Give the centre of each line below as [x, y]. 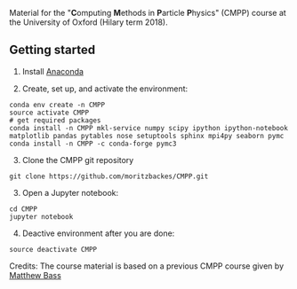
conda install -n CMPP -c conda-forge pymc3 [93, 144]
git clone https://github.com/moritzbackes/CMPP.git [109, 176]
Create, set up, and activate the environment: [105, 89]
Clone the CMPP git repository [78, 160]
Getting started [52, 50]
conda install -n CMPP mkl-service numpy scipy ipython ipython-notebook [149, 128]
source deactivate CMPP [53, 249]
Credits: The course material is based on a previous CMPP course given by [147, 266]
